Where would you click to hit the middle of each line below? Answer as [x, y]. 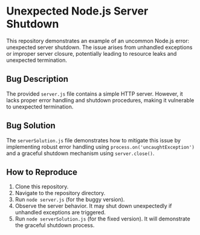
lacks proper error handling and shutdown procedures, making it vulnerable [100, 100]
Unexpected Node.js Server [77, 11]
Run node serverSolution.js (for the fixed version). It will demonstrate [102, 219]
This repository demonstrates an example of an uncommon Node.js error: [98, 41]
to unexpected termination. [40, 107]
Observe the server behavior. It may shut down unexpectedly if [93, 206]
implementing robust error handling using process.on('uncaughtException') [101, 147]
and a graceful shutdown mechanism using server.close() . [80, 153]
